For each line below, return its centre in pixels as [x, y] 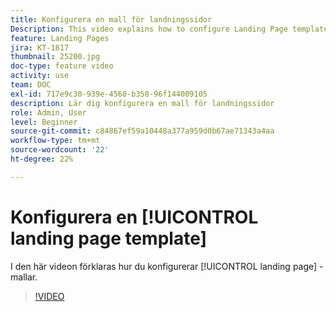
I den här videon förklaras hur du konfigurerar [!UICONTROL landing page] [164, 266]
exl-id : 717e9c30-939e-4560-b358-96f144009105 [109, 94]
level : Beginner [44, 122]
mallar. [24, 277]
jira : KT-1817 [40, 47]
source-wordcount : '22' [60, 150]
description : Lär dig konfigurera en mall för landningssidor [142, 103]
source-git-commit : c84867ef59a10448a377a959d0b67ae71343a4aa [142, 131]
